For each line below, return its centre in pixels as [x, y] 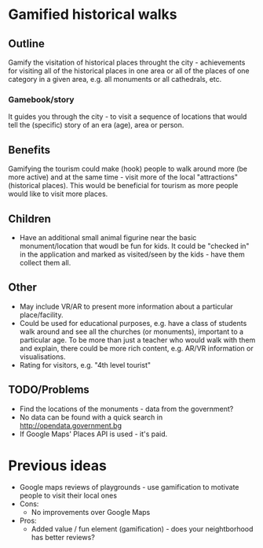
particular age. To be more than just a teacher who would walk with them [137, 339]
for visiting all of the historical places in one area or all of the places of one [129, 71]
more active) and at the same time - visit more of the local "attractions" [123, 177]
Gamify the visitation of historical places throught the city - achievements [127, 62]
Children [29, 218]
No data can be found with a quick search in [91, 417]
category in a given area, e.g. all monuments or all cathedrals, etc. [115, 79]
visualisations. [42, 357]
